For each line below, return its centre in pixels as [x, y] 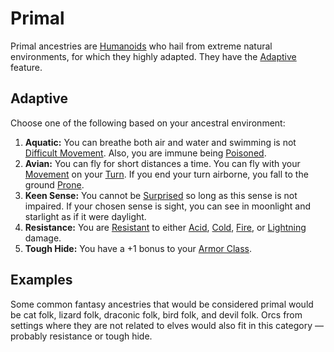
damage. [43, 238]
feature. [26, 67]
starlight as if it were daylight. [85, 216]
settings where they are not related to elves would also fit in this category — [167, 325]
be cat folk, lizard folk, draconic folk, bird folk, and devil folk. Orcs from [156, 314]
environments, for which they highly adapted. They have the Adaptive [153, 56]
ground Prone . [54, 184]
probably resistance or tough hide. [81, 336]
